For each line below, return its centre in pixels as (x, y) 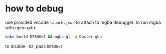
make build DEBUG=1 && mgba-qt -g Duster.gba (53, 37)
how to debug (34, 9)
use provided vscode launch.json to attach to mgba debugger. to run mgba (83, 22)
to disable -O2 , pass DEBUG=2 (34, 46)
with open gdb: (21, 27)
